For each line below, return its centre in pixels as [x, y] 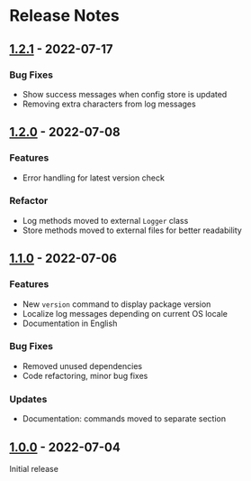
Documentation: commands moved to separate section [124, 419]
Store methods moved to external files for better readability [132, 230]
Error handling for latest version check [93, 178]
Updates [28, 399]
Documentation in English [70, 323]
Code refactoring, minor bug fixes [85, 375]
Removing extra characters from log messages [109, 104]
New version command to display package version [117, 304]
